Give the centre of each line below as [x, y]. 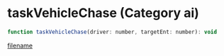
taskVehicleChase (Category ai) [103, 13]
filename [20, 45]
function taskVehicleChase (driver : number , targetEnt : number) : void [112, 32]
